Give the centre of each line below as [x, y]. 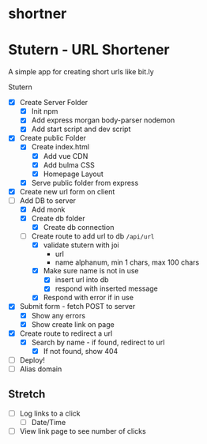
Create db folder [58, 218]
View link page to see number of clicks [83, 431]
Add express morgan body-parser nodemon [103, 120]
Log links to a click [50, 413]
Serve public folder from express [85, 182]
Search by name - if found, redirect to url [98, 342]
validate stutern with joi [81, 245]
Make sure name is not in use [91, 271]
